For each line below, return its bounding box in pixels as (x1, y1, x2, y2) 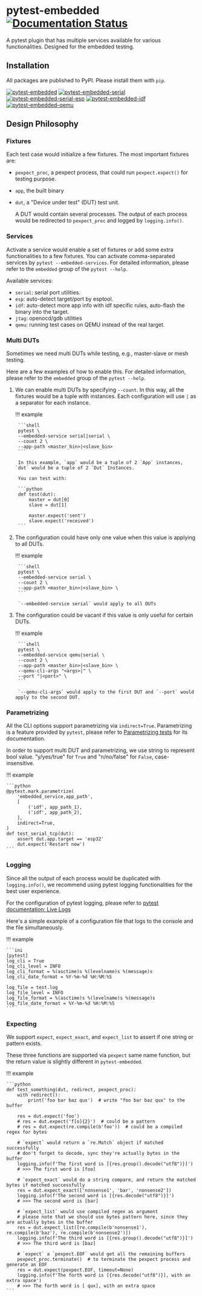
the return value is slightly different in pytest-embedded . (6, 1058, 143, 1065)
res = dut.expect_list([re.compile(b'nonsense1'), (17, 1225, 148, 1231)
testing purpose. (15, 175, 56, 182)
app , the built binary (15, 187, 65, 194)
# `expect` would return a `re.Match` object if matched (17, 1140, 164, 1146)
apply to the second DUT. (15, 694, 80, 700)
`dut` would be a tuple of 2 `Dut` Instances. (15, 465, 135, 471)
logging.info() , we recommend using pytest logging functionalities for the (6, 881, 193, 888)
